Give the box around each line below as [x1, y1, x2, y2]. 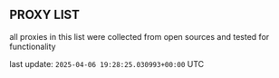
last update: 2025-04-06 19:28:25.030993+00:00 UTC [9, 58, 205, 69]
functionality [9, 41, 56, 52]
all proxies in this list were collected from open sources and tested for [9, 31, 270, 42]
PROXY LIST [9, 7, 80, 23]
